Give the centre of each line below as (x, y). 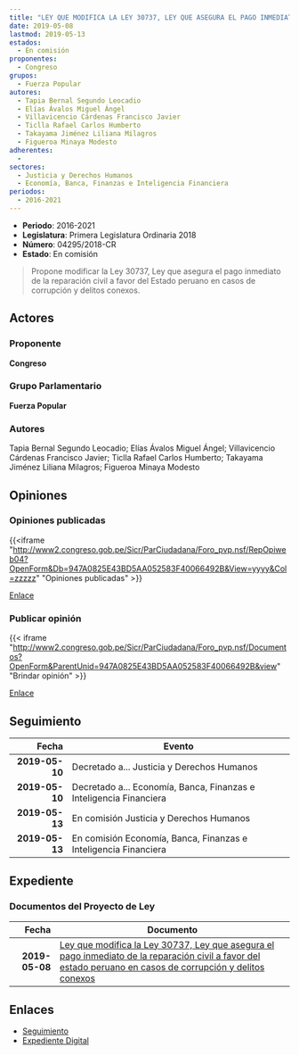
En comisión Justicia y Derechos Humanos (161, 818)
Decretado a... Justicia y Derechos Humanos (165, 767)
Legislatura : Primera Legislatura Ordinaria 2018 (109, 235)
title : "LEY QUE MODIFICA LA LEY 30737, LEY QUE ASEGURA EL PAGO (133, 17)
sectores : (28, 167)
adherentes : (31, 150)
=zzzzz (23, 577)
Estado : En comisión (60, 253)
